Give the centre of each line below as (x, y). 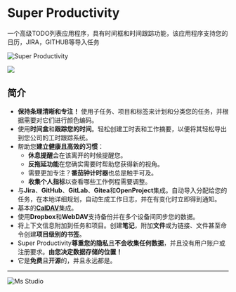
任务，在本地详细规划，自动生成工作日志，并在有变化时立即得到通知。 (119, 199)
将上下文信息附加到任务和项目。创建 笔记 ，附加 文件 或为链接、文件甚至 (119, 225)
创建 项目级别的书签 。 (54, 234)
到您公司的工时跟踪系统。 (54, 138)
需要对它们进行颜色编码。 (61, 120)
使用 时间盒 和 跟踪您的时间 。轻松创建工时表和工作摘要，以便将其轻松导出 (122, 128)
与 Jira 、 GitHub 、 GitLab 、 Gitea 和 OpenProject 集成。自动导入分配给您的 (122, 190)
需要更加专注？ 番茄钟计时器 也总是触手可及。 (93, 173)
